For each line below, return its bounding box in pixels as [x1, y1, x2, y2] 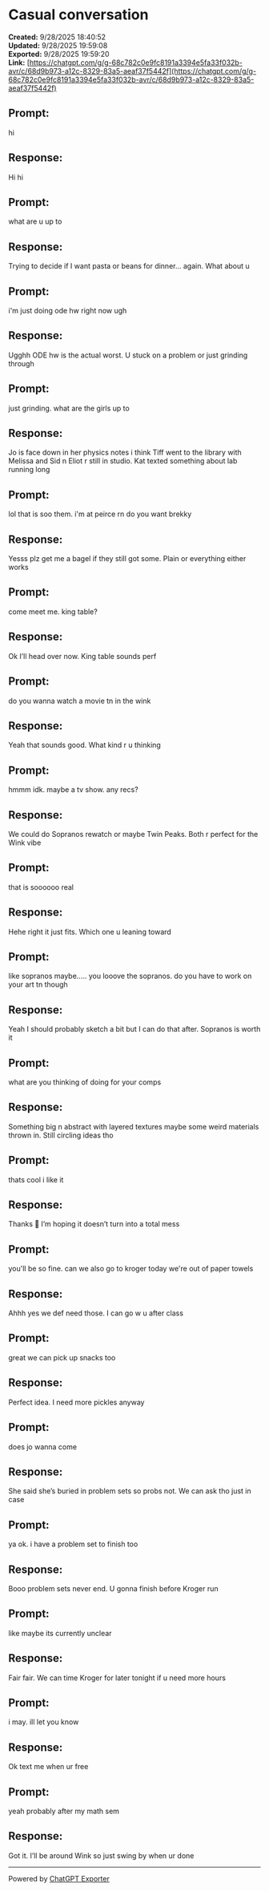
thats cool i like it [8, 1174, 64, 1184]
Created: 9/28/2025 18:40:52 [8, 32, 106, 42]
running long [8, 465, 50, 475]
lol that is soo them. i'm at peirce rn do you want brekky [8, 509, 192, 519]
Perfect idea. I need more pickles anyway [8, 1397, 145, 1407]
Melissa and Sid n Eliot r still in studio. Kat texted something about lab [8, 456, 238, 466]
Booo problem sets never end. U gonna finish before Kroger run [8, 1583, 219, 1593]
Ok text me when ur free [8, 1762, 89, 1772]
